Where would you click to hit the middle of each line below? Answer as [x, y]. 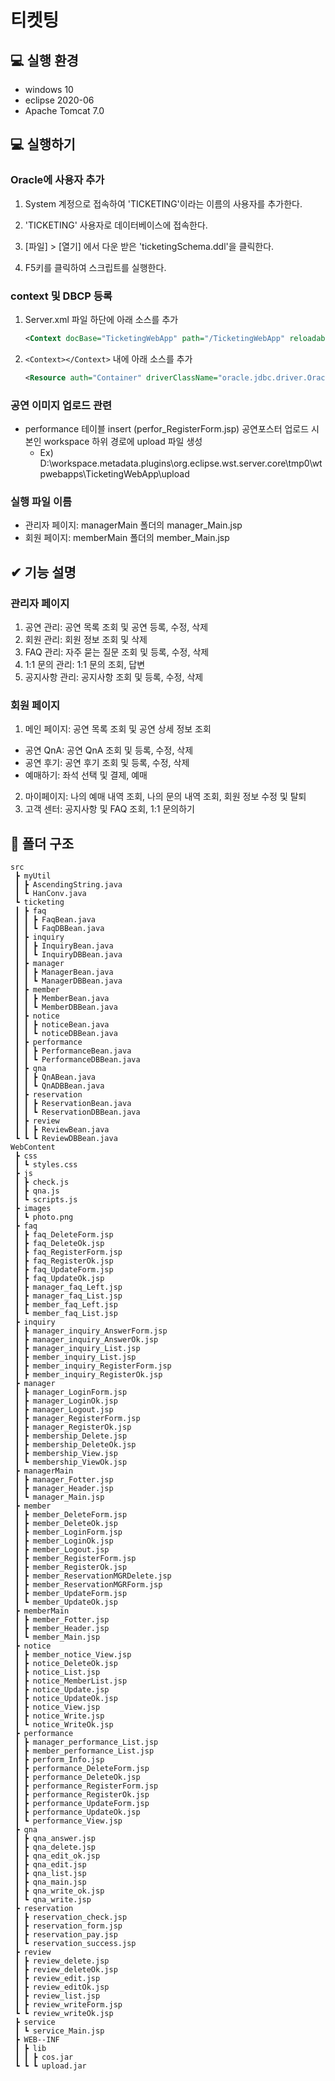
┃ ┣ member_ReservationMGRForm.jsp [88, 1585]
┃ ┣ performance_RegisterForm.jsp [86, 1786]
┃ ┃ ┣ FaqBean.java [55, 920]
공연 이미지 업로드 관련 [61, 405]
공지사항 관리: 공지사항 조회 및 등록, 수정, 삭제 [114, 677]
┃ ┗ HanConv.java [50, 894]
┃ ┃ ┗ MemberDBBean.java [66, 1007]
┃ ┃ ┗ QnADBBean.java [59, 1086]
